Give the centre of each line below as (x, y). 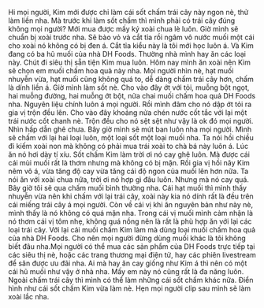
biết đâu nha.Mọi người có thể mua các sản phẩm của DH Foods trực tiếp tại (132, 247)
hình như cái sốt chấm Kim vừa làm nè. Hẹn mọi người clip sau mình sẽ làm (130, 288)
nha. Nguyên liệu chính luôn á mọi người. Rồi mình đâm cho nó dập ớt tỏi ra (130, 104)
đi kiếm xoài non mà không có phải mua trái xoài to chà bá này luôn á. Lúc (128, 146)
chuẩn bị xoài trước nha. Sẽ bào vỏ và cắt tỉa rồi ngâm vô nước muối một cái (131, 37)
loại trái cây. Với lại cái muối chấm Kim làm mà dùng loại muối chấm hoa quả (132, 230)
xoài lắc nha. (29, 297)
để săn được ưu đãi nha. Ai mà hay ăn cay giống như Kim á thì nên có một (128, 263)
